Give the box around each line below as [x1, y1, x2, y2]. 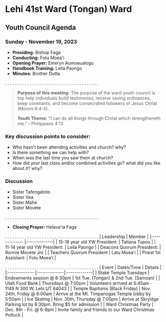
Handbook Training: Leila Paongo [12, 65, 83, 71]
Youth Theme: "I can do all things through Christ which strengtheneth [17, 115, 161, 121]
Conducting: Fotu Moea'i [12, 55, 65, 61]
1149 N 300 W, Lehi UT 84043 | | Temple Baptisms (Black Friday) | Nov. [5, 286, 152, 292]
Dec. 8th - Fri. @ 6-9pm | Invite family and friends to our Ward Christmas [5, 307, 155, 313]
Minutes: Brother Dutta [12, 71, 61, 77]
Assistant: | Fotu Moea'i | [5, 255, 56, 261]
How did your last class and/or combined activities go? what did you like [12, 160, 161, 166]
